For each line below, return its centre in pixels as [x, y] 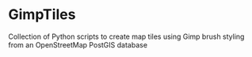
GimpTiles [42, 15]
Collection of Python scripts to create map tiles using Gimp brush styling [126, 36]
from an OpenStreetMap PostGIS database [78, 44]
